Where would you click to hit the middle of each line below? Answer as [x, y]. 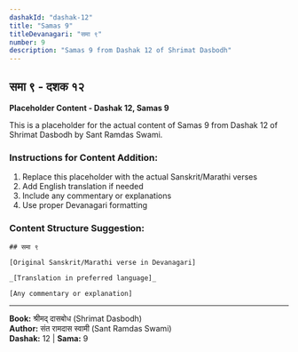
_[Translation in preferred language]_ [83, 278]
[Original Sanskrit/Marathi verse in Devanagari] [103, 262]
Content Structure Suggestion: [77, 228]
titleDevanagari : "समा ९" [55, 34]
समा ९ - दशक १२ [47, 87]
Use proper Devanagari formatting [85, 205]
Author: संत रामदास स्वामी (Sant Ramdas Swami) [90, 328]
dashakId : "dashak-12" [51, 17]
